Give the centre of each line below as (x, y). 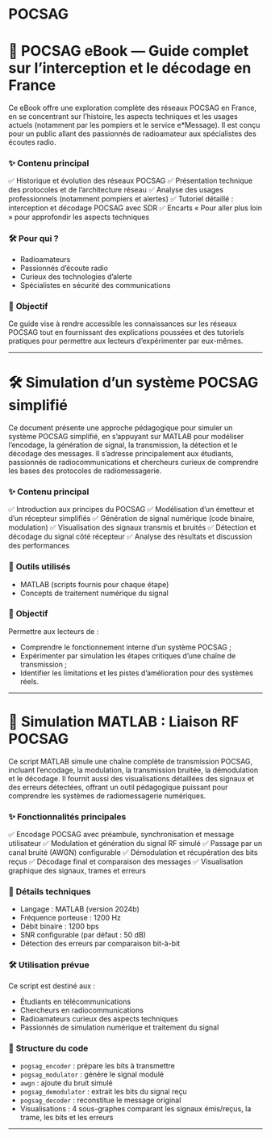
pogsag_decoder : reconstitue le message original (100, 1100)
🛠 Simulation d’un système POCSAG (133, 383)
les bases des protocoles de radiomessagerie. (85, 471)
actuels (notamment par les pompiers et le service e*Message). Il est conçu (134, 125)
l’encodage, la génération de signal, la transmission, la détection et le (123, 445)
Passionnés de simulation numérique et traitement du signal (119, 1027)
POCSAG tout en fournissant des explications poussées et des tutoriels (126, 332)
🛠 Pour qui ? (33, 239)
